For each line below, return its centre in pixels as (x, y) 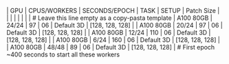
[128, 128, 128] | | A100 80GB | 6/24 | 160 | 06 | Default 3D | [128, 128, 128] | (113, 40)
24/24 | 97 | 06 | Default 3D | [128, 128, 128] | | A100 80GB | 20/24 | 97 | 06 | (115, 25)
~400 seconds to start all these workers (63, 54)
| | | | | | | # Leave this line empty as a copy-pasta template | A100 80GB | (109, 18)
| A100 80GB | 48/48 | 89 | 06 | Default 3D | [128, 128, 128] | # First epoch (111, 47)
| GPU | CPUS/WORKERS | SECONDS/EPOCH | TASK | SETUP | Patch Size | (113, 11)
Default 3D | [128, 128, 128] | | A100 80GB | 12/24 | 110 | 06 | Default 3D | (109, 32)
